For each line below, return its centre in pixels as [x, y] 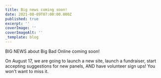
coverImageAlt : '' [24, 33]
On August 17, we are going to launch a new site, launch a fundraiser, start [80, 61]
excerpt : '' [17, 23]
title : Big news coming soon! [36, 10]
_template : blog [22, 38]
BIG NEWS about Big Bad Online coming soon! [53, 51]
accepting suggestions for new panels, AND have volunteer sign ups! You [80, 66]
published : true [22, 19]
